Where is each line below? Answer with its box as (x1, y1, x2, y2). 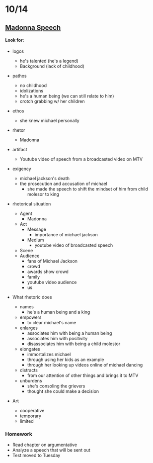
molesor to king (27, 191, 60, 197)
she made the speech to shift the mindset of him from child (27, 185, 148, 192)
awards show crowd (27, 269, 69, 275)
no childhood (19, 82, 47, 88)
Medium (27, 237, 44, 243)
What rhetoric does (12, 294, 52, 300)
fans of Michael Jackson (27, 258, 78, 264)
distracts (19, 367, 38, 373)
